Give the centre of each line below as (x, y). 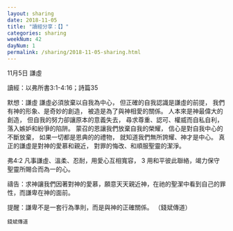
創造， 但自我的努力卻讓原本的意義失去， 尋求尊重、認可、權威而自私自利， (115, 119)
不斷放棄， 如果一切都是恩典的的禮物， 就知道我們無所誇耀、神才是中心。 (112, 137)
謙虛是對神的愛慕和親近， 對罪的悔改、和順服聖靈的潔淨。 (102, 146)
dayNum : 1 (21, 46)
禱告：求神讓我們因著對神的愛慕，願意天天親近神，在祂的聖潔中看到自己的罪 (116, 184)
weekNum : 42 (24, 40)
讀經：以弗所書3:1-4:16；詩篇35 (53, 87)
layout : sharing (31, 14)
